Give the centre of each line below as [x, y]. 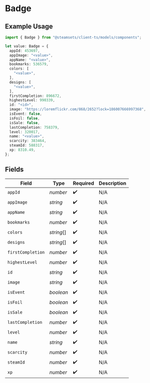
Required [83, 183]
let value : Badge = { [27, 46]
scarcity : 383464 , [28, 141]
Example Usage [29, 26]
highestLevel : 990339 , [32, 100]
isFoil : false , [25, 118]
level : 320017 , [25, 132]
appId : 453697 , [25, 51]
